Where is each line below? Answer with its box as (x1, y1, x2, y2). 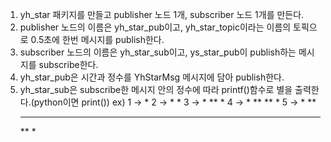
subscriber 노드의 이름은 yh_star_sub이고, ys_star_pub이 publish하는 (19, 46, 297, 58)
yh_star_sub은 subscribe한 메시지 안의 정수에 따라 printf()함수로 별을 (19, 84, 293, 95)
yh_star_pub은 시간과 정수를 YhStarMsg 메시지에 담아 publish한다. (19, 71, 285, 83)
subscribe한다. (38, 59, 99, 70)
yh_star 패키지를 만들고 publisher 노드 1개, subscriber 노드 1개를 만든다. (19, 9, 305, 20)
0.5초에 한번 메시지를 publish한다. (30, 34, 165, 45)
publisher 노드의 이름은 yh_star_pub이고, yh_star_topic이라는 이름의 (19, 21, 292, 33)
